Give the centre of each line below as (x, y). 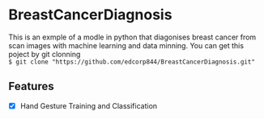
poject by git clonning (45, 54)
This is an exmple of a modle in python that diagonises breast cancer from (132, 37)
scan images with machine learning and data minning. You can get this (126, 45)
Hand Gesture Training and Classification (89, 105)
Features (31, 86)
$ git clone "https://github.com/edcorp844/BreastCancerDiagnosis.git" (132, 62)
